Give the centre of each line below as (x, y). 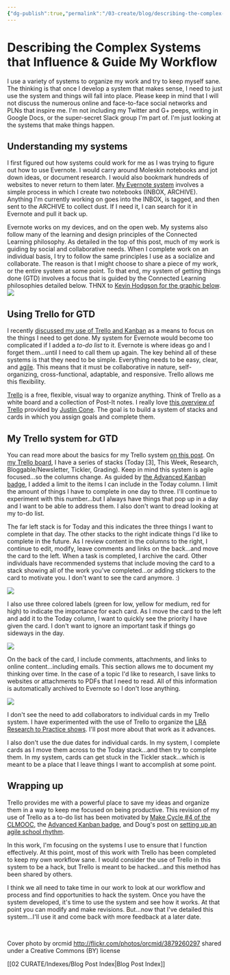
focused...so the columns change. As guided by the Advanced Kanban (107, 477)
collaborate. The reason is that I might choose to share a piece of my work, (113, 264)
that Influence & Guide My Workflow (112, 62)
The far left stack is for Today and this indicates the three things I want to (110, 527)
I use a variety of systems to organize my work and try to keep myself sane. (114, 81)
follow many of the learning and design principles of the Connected (102, 235)
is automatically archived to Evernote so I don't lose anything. (94, 688)
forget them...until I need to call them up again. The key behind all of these (112, 353)
